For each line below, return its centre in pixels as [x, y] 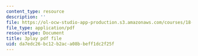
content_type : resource [35, 11]
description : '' [26, 17]
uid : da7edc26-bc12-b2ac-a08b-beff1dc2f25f [60, 44]
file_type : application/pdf [41, 28]
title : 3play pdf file [34, 38]
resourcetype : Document [35, 33]
